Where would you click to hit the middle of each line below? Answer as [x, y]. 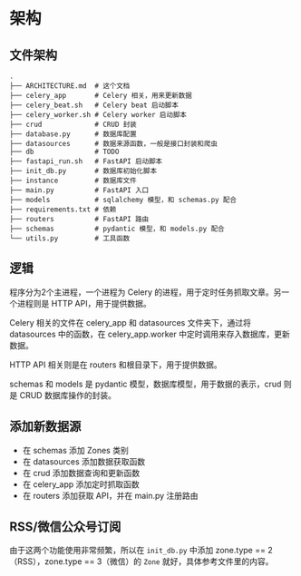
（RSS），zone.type [46, 561]
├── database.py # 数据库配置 [73, 134]
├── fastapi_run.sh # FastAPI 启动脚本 [86, 161]
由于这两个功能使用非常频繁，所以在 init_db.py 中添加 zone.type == [137, 551]
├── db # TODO [64, 151]
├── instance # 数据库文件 [73, 181]
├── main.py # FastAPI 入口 [79, 190]
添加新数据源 [45, 427]
